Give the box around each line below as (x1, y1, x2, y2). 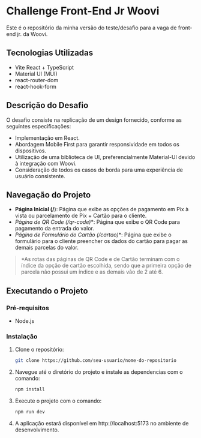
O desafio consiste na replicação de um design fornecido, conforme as (6, 116, 182, 124)
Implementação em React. (14, 134, 80, 142)
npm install (14, 386, 45, 392)
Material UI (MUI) (14, 70, 58, 77)
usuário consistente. (14, 172, 66, 179)
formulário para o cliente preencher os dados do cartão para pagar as (14, 238, 188, 245)
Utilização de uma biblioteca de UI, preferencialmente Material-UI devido (14, 153, 196, 160)
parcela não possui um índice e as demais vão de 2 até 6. (20, 268, 163, 275)
